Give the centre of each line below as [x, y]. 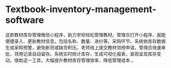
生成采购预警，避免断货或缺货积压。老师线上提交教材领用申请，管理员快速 [83, 47]
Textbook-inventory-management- [81, 9]
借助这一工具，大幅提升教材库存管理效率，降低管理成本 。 [75, 60]
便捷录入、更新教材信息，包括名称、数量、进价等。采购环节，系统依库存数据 [85, 41]
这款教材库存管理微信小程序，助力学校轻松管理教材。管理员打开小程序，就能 [85, 35]
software [25, 20]
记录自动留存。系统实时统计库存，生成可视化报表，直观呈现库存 [90, 54]
